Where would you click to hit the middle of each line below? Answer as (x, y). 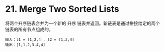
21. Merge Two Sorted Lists (62, 9)
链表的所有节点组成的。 (29, 29)
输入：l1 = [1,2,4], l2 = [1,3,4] (40, 39)
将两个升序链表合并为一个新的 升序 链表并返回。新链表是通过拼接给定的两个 (82, 23)
